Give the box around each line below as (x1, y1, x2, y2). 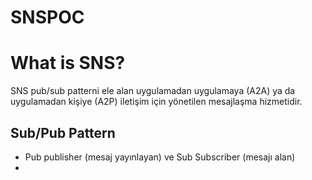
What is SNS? (10, 52, 126, 75)
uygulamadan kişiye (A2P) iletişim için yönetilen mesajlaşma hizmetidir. (10, 96, 303, 108)
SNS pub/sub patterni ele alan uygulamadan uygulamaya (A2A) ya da (10, 85, 296, 97)
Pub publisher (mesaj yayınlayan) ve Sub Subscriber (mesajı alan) (24, 151, 296, 163)
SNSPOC (10, 6, 85, 29)
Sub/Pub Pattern (10, 124, 116, 141)
